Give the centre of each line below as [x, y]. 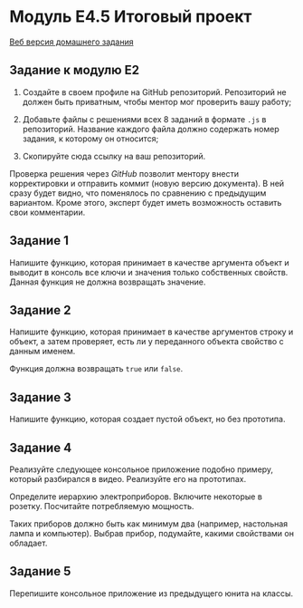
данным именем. [43, 352]
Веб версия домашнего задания [71, 42]
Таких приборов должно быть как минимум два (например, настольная [149, 524]
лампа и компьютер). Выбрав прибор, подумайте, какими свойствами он [151, 533]
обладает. [28, 543]
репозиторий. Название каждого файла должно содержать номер [151, 129]
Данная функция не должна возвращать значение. [108, 282]
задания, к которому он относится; [90, 139]
